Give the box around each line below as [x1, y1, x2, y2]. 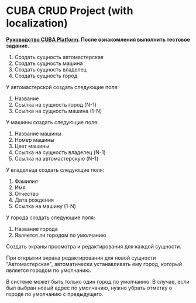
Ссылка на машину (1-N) [14, 202, 76, 209]
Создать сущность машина [14, 60, 83, 67]
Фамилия [14, 178, 38, 185]
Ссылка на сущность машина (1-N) [14, 107, 102, 114]
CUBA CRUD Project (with [6, 4, 133, 18]
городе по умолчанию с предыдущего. [6, 290, 104, 297]
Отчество [14, 190, 39, 197]
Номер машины [14, 136, 54, 143]
